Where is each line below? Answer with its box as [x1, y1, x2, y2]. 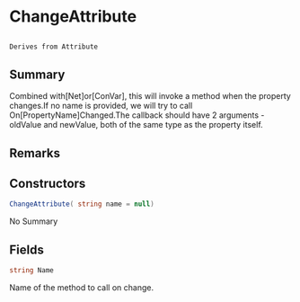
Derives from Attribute [9, 42, 99, 51]
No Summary [9, 216, 58, 226]
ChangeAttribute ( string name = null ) [9, 200, 154, 209]
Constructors [9, 176, 86, 191]
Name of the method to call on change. [9, 282, 154, 293]
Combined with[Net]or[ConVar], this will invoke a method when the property [9, 91, 292, 102]
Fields [9, 242, 45, 257]
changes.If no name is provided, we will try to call [9, 101, 193, 111]
